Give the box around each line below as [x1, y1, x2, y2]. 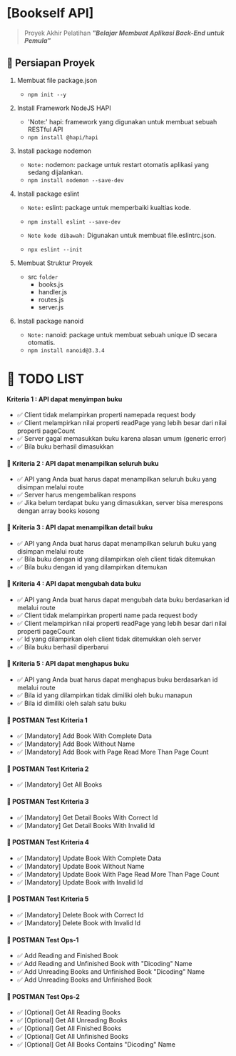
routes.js [38, 295, 64, 304]
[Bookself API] [6, 5, 94, 21]
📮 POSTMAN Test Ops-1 [6, 935, 79, 944]
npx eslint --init [27, 246, 83, 253]
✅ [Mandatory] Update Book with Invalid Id [16, 877, 143, 887]
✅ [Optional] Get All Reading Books [16, 1008, 121, 1017]
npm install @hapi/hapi [27, 134, 99, 141]
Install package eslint [16, 189, 80, 198]
